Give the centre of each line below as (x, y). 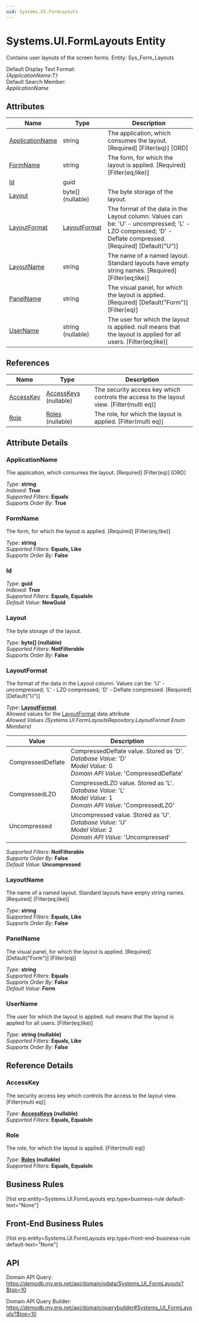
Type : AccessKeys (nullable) (42, 1113)
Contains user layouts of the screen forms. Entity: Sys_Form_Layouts (90, 58)
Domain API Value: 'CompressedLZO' (123, 805)
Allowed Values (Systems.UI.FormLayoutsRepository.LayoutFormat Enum (96, 720)
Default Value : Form (31, 988)
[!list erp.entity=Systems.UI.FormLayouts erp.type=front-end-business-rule (98, 1238)
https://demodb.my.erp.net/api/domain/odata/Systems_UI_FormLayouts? (95, 1284)
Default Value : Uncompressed (44, 865)
